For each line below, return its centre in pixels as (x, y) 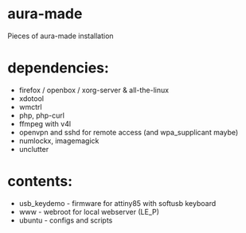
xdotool (31, 98)
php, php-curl (42, 115)
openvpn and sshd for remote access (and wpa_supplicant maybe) (129, 132)
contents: (40, 182)
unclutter (34, 149)
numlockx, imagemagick (59, 141)
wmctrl (30, 107)
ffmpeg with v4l (45, 123)
